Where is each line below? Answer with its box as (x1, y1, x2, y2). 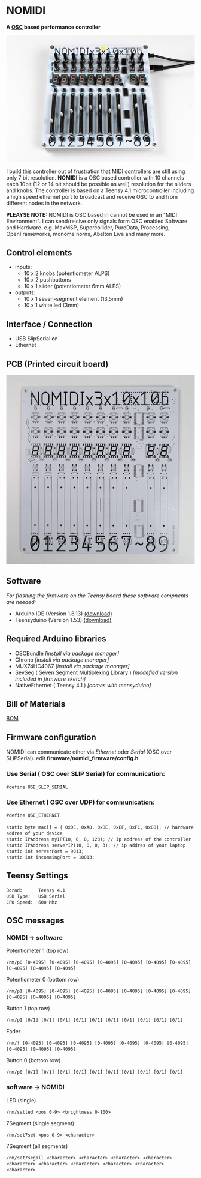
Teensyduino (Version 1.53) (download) (14, 616, 112, 623)
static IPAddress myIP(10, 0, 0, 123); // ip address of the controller (6, 836, 191, 842)
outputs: (14, 289, 36, 296)
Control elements (6, 247, 72, 258)
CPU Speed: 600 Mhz (6, 899, 58, 905)
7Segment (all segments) (6, 1142, 68, 1150)
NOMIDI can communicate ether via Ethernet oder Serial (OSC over (6, 748, 172, 755)
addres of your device (6, 830, 63, 836)
